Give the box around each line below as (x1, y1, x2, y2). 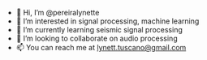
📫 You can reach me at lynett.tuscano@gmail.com (15, 43, 187, 52)
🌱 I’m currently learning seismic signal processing (15, 25, 183, 34)
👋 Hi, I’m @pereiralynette (15, 8, 100, 17)
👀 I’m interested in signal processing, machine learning (15, 16, 200, 26)
